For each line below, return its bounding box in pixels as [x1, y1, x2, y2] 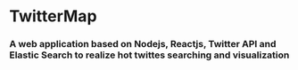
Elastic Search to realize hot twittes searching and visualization [9, 49, 290, 61]
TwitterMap [9, 6, 97, 27]
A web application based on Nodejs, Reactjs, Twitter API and [9, 38, 277, 51]
